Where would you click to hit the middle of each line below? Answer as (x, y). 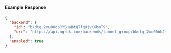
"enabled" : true (27, 41)
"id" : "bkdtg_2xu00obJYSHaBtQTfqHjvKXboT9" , (62, 27)
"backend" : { (23, 23)
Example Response (26, 7)
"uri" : (21, 32)
